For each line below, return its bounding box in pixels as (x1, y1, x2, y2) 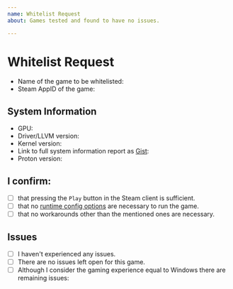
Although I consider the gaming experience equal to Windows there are (17, 266, 227, 274)
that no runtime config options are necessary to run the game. (17, 202, 200, 210)
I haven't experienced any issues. (17, 250, 116, 258)
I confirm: (7, 175, 52, 187)
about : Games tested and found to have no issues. (7, 17, 160, 24)
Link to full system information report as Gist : (17, 147, 149, 156)
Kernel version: (17, 139, 62, 148)
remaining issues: (17, 274, 69, 283)
